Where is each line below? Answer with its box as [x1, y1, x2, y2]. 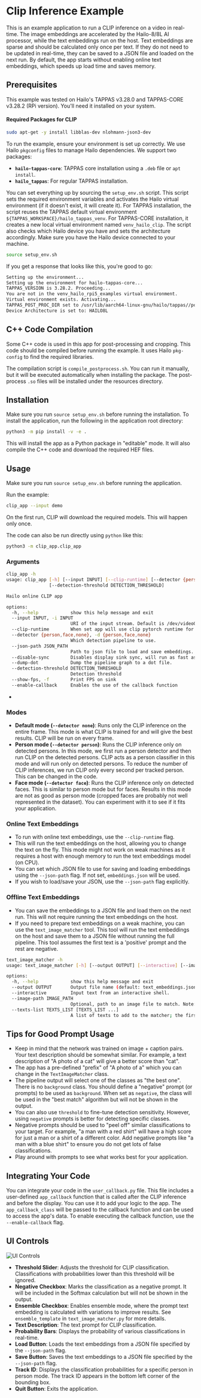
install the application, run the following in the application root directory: [6, 417, 184, 424]
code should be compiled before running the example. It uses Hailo [6, 347, 172, 354]
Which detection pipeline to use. [70, 637, 157, 644]
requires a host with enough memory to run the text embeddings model [14, 852, 191, 860]
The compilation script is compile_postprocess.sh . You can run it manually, [6, 365, 190, 372]
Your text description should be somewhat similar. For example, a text [14, 1051, 187, 1058]
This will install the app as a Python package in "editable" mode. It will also [6, 440, 190, 447]
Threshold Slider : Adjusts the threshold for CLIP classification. [14, 1263, 170, 1271]
